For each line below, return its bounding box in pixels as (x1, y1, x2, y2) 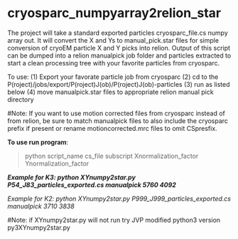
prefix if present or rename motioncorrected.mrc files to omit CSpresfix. (7, 124, 218, 132)
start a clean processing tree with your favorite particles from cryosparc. (7, 58, 220, 67)
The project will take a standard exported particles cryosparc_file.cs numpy (7, 28, 229, 37)
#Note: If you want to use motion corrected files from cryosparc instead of (7, 109, 225, 117)
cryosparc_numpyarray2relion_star (7, 5, 222, 21)
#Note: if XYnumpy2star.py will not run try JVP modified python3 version (7, 216, 221, 224)
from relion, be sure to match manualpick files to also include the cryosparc (7, 116, 229, 125)
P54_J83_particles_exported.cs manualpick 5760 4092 (7, 180, 176, 189)
